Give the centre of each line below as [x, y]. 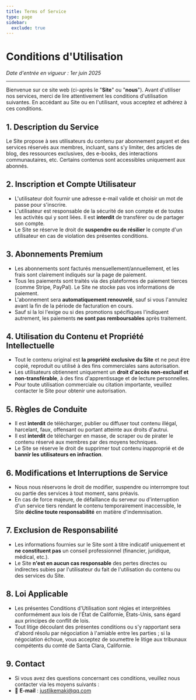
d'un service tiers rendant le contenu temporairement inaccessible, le [98, 506]
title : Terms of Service [36, 11]
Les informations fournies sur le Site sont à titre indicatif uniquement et [100, 544]
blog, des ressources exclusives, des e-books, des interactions [82, 153]
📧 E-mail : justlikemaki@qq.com [53, 690]
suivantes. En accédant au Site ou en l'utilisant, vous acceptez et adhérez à [97, 103]
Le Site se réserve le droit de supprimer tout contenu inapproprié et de [99, 448]
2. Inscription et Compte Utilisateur [71, 184]
